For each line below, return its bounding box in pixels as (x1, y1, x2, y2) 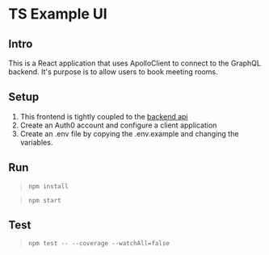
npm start (27, 196, 62, 204)
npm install (27, 182, 69, 190)
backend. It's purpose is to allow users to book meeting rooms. (8, 67, 218, 77)
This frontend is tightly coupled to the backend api (19, 111, 188, 121)
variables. (19, 137, 53, 147)
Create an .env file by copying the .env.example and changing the (19, 128, 239, 138)
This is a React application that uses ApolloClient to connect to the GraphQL (8, 58, 261, 68)
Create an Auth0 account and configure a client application (19, 120, 217, 130)
